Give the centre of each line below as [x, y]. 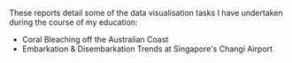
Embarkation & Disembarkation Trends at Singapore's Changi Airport [147, 49]
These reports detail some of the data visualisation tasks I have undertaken [146, 13]
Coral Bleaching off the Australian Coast [95, 39]
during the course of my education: [73, 22]
